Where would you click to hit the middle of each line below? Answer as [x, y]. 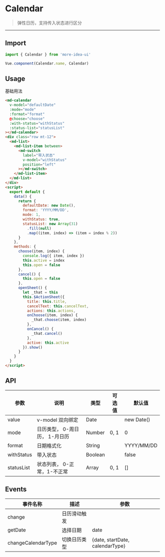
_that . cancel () [47, 333]
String [93, 445]
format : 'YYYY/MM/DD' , [46, 210]
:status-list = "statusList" [37, 128]
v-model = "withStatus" [45, 160]
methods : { [25, 247]
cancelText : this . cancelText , [58, 306]
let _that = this [40, 293]
